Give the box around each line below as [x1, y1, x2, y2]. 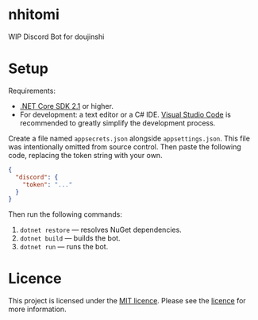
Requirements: [8, 86, 56, 95]
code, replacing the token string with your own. [8, 150, 163, 160]
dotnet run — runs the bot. [19, 242, 109, 252]
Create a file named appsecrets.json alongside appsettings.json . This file [8, 133, 250, 143]
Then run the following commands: [8, 210, 123, 219]
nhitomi [8, 6, 60, 24]
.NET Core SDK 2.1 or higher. [19, 101, 114, 110]
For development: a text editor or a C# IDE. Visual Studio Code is [19, 110, 232, 119]
